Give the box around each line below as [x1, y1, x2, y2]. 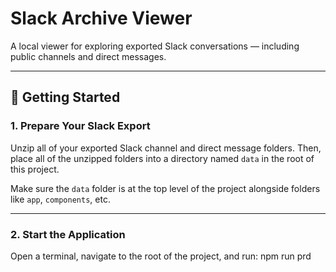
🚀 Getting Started [10, 89, 121, 106]
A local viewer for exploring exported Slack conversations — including [10, 40, 300, 52]
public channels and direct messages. [10, 50, 167, 62]
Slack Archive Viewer [10, 7, 193, 30]
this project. [10, 163, 60, 175]
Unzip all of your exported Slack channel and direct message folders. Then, [10, 142, 322, 154]
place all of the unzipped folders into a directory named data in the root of [10, 152, 315, 164]
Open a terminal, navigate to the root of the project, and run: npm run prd [10, 250, 312, 262]
